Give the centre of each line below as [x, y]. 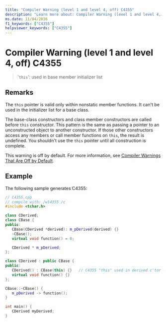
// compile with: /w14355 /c [35, 202]
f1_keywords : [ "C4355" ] [30, 24]
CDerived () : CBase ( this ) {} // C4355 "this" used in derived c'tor [86, 270]
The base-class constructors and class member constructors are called [78, 119]
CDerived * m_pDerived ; [36, 248]
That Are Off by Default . [30, 161]
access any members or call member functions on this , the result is [75, 135]
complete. [15, 146]
